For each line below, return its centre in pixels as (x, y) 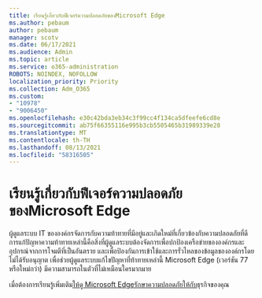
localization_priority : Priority (64, 81)
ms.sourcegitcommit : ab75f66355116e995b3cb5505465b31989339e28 (115, 125)
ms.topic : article (39, 60)
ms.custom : (27, 96)
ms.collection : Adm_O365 (50, 89)
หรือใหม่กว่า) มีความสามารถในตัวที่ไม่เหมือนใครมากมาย (80, 269)
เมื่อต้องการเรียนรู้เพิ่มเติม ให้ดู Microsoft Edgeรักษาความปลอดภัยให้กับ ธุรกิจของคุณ (119, 285)
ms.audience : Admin (41, 52)
